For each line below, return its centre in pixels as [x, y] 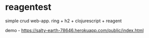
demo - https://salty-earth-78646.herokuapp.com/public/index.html [74, 30]
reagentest [28, 7]
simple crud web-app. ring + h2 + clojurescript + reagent [64, 21]
